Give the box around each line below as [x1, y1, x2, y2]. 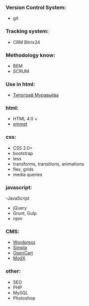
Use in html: [5, 80, 35, 87]
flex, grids [12, 166, 34, 172]
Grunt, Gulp [12, 210, 37, 216]
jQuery [12, 205, 27, 211]
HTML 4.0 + [12, 116, 38, 122]
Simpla [12, 245, 27, 251]
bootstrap [12, 150, 33, 156]
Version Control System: [5, 4, 66, 11]
